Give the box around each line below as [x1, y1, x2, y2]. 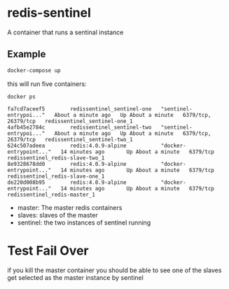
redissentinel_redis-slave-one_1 [7, 173, 105, 180]
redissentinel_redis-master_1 [7, 191, 96, 198]
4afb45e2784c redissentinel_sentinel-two [7, 124, 152, 131]
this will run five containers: [7, 79, 87, 88]
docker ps [7, 93, 36, 100]
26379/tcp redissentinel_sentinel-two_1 [7, 136, 133, 143]
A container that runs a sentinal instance [7, 28, 124, 36]
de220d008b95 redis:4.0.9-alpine [7, 178, 127, 186]
